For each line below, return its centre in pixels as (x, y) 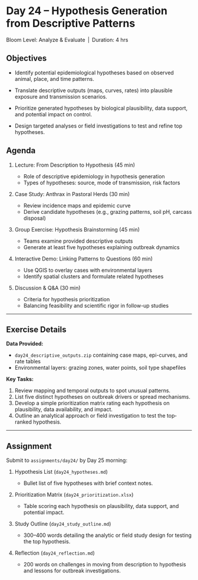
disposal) (34, 218)
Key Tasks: (20, 379)
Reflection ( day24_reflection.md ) (55, 553)
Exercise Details (36, 329)
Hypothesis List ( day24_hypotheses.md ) (61, 472)
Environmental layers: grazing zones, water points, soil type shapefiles (100, 368)
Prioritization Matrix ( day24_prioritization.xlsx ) (74, 495)
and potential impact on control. (53, 114)
